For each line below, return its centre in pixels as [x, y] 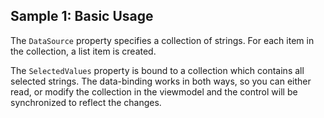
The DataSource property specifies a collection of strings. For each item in [162, 40]
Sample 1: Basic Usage [82, 16]
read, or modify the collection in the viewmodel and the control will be [154, 91]
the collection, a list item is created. [83, 51]
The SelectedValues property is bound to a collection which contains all [157, 70]
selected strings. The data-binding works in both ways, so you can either [161, 81]
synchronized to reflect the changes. [86, 102]
